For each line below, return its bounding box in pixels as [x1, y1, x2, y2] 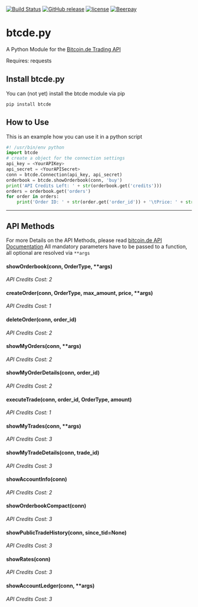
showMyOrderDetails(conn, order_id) [6, 369, 100, 376]
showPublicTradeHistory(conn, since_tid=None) [6, 529, 127, 536]
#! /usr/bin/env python [6, 145, 65, 150]
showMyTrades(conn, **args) [6, 422, 81, 429]
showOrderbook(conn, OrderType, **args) [6, 263, 113, 270]
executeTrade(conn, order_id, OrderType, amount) [6, 396, 132, 403]
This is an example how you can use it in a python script [6, 133, 143, 140]
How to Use [6, 117, 49, 127]
